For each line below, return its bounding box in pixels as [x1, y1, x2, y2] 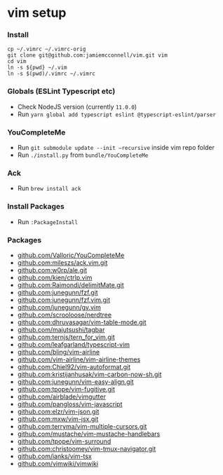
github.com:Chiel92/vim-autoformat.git [17, 362, 131, 371]
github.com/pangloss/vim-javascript [17, 399, 123, 408]
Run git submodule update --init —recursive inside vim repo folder [17, 144, 215, 152]
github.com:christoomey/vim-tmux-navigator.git [17, 444, 156, 453]
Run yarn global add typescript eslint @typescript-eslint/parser [17, 110, 216, 118]
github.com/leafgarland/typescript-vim [17, 340, 130, 348]
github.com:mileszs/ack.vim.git [17, 258, 108, 267]
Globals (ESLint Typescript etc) [7, 86, 116, 96]
